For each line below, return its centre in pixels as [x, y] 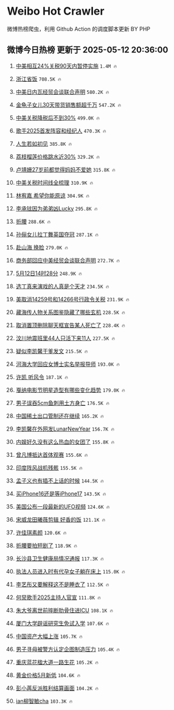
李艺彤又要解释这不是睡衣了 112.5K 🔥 [62, 584]
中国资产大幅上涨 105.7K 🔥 [49, 636]
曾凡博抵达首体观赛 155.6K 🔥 [52, 454]
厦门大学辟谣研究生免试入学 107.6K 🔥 [62, 623]
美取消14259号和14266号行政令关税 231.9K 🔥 [72, 299]
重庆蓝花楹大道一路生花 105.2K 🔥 [57, 662]
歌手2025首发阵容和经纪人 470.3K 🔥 [61, 131]
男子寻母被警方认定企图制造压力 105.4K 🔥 [68, 649]
